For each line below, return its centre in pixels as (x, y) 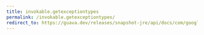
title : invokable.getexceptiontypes (53, 12)
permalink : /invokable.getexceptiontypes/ (61, 17)
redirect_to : (23, 23)
